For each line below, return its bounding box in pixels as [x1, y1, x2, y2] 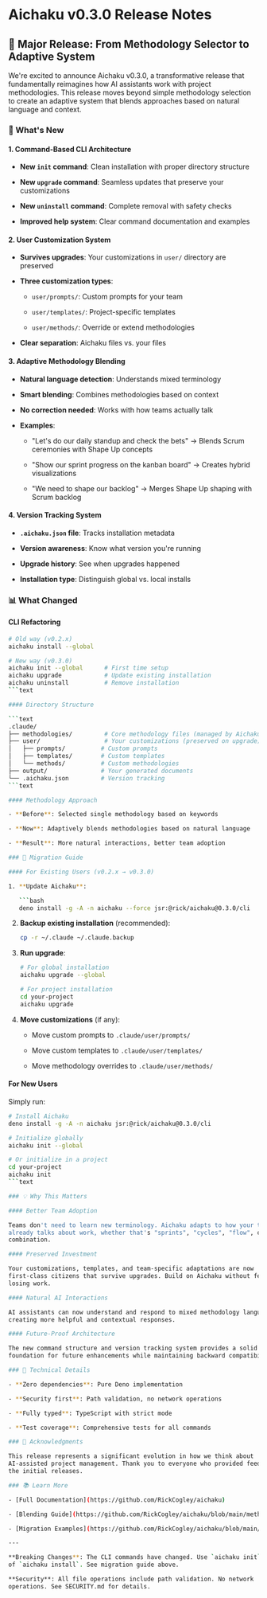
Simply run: [8, 1096, 46, 1106]
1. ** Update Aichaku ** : [8, 882, 87, 890]
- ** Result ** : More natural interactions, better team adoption [8, 839, 226, 847]
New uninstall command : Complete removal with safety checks [19, 201, 232, 211]
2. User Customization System [8, 235, 111, 244]
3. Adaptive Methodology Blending [8, 356, 126, 365]
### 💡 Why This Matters [8, 1192, 87, 1200]
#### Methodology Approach [8, 796, 98, 804]
